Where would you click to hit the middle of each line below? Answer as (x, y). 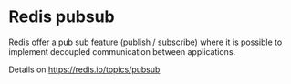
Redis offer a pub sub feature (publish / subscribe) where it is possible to (145, 42)
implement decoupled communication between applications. (122, 51)
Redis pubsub (62, 17)
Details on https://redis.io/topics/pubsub (84, 69)
